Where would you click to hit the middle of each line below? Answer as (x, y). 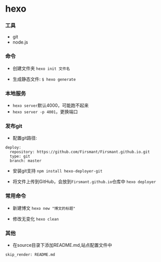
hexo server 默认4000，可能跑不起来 (51, 105)
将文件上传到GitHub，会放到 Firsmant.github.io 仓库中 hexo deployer (84, 182)
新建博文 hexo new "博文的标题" (44, 208)
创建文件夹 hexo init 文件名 (41, 68)
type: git (20, 157)
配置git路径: (25, 138)
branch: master (26, 161)
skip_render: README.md (30, 254)
